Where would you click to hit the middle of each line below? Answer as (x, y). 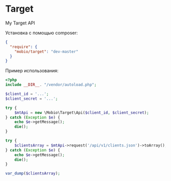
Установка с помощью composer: (41, 33)
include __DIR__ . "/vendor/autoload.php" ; (51, 85)
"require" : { (24, 47)
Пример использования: (32, 71)
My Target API (20, 23)
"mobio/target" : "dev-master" (47, 51)
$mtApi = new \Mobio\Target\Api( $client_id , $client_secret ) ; (82, 112)
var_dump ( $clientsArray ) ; (33, 173)
